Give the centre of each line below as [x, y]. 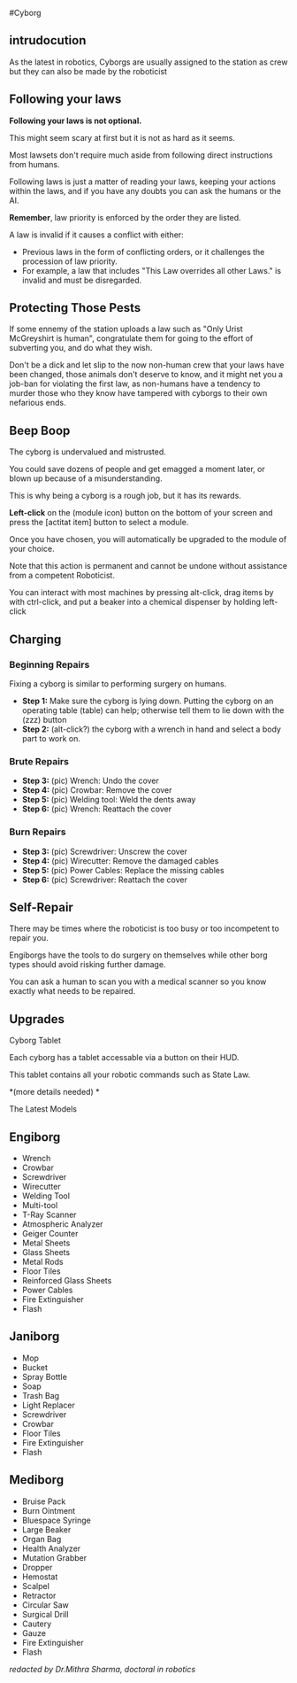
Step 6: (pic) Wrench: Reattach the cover [97, 809]
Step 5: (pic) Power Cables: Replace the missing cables [123, 870]
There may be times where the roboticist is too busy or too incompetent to [145, 928]
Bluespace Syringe [56, 1520]
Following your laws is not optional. [76, 120]
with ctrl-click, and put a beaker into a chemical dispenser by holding [135, 602]
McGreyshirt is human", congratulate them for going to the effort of [131, 338]
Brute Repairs [39, 761]
